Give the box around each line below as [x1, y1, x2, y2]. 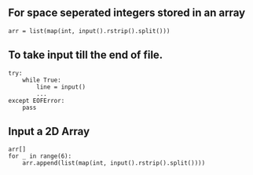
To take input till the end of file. [8, 49, 163, 62]
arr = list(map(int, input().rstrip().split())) [8, 27, 170, 35]
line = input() [36, 82, 86, 91]
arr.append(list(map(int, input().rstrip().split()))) [22, 159, 206, 167]
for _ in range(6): [8, 152, 72, 160]
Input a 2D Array [8, 125, 90, 138]
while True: [22, 76, 61, 84]
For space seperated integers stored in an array [8, 6, 246, 20]
